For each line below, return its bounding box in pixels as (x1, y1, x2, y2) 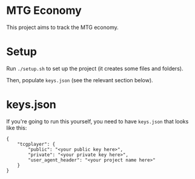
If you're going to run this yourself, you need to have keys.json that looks (6, 117, 189, 125)
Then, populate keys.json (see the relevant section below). (6, 76, 153, 83)
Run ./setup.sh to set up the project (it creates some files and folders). (6, 65, 183, 72)
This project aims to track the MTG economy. (6, 24, 119, 31)
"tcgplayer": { (17, 141, 56, 147)
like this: (6, 124, 27, 131)
